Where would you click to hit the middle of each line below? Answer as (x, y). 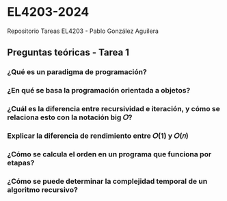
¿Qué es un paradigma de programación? (77, 72)
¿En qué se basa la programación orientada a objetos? (99, 91)
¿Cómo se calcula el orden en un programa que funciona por (109, 154)
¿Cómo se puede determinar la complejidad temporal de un (107, 181)
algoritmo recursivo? (43, 189)
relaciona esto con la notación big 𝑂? (70, 117)
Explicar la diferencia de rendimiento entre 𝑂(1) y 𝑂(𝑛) (98, 136)
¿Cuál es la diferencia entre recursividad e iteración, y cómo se (114, 109)
